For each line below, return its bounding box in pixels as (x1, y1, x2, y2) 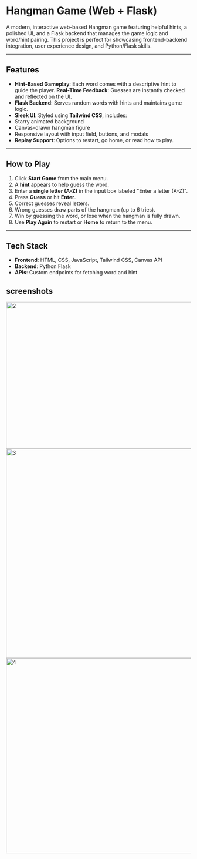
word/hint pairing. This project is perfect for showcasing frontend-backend (6, 36, 188, 43)
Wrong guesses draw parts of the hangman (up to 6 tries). (14, 206, 155, 213)
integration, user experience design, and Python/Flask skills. (6, 42, 152, 49)
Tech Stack (6, 241, 48, 251)
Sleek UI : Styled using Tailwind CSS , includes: (14, 112, 127, 119)
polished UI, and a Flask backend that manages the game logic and (6, 29, 168, 36)
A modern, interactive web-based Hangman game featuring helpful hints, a (6, 24, 188, 31)
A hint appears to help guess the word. (14, 181, 110, 188)
